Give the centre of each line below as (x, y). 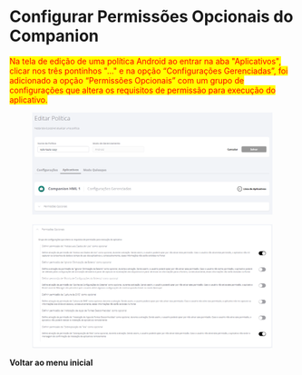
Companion (54, 36)
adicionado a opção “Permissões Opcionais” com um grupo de (127, 80)
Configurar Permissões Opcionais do (151, 17)
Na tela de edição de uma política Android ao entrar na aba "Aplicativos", (145, 61)
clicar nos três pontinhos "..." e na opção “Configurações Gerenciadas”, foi (149, 71)
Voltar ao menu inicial (51, 363)
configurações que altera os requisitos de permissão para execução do (143, 90)
